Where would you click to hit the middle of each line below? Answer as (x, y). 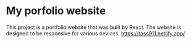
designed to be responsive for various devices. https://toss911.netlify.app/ (95, 33)
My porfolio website (56, 11)
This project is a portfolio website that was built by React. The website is (94, 27)
